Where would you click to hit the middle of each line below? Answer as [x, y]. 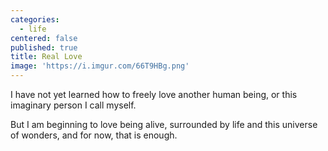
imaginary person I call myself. [73, 105]
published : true [44, 47]
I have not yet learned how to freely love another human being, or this [154, 94]
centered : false [44, 38]
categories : [35, 19]
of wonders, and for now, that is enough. [94, 135]
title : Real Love [46, 57]
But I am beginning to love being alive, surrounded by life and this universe [164, 124]
